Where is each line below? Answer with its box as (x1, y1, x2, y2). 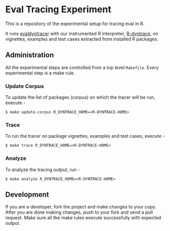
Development (5, 191, 50, 199)
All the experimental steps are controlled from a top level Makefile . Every (5, 64, 159, 70)
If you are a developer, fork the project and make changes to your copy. (5, 204, 157, 210)
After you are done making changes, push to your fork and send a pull (5, 209, 153, 216)
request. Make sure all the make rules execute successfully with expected (5, 215, 161, 221)
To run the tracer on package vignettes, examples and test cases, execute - (5, 133, 165, 139)
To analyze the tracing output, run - (5, 166, 80, 173)
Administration (5, 51, 54, 59)
